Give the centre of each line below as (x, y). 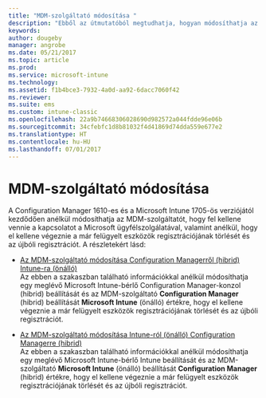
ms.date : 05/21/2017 (43, 53)
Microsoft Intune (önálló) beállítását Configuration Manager (157, 368)
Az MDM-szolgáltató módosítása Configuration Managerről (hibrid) (130, 260)
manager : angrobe (37, 45)
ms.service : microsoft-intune (59, 75)
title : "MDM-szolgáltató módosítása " (72, 16)
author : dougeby (35, 38)
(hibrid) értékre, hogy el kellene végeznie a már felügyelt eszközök (129, 377)
